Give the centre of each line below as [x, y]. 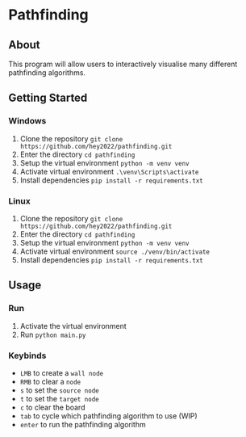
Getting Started [48, 98]
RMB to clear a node [50, 381]
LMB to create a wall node [61, 372]
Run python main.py [53, 334]
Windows [27, 121]
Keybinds [27, 355]
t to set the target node [59, 398]
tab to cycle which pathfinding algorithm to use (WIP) [108, 416]
